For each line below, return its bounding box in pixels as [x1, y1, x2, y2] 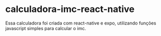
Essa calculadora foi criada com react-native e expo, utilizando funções [5, 20, 156, 26]
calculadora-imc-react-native [5, 3, 135, 15]
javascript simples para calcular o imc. [5, 25, 86, 31]
